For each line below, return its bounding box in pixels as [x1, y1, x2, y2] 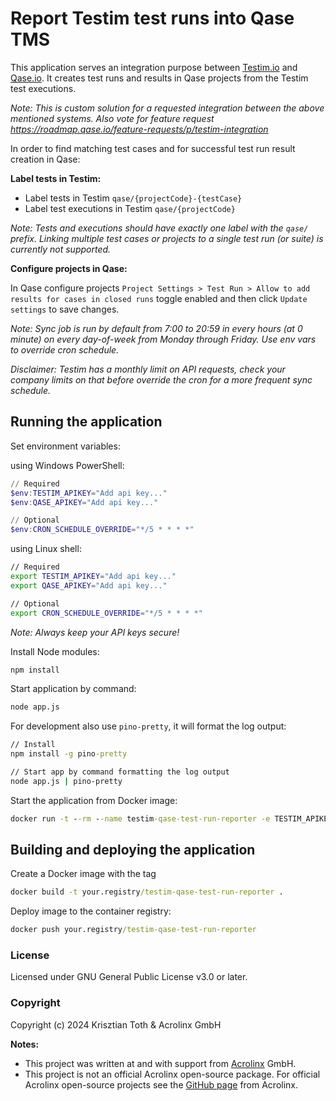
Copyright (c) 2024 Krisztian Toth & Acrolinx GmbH [10, 1018, 222, 1031]
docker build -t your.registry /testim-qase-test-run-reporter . [10, 887, 284, 897]
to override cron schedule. [10, 343, 120, 356]
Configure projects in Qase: [10, 262, 128, 274]
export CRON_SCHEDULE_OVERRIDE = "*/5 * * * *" [10, 608, 203, 618]
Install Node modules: [10, 645, 100, 657]
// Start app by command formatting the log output [10, 767, 230, 777]
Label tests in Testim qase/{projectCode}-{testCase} [24, 192, 243, 204]
